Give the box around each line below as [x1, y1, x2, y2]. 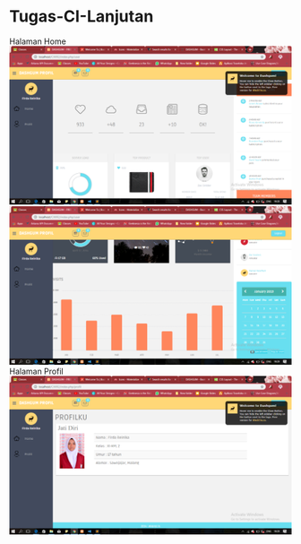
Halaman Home [9, 36, 67, 47]
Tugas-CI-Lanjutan [9, 6, 154, 27]
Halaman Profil [9, 366, 64, 376]
